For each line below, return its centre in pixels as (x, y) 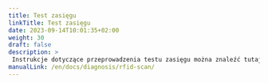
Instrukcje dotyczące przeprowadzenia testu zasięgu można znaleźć (126, 60)
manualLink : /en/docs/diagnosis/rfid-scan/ (82, 67)
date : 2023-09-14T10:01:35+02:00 (64, 30)
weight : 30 (26, 38)
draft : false (30, 45)
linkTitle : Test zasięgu (49, 23)
